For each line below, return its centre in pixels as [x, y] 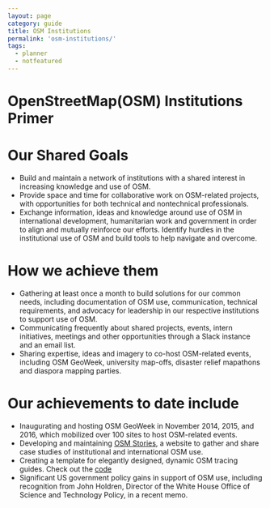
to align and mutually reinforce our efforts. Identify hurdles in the [127, 229]
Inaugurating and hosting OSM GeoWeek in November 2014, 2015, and [137, 425]
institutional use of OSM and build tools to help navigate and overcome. [138, 238]
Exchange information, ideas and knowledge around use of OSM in [131, 212]
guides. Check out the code [65, 469]
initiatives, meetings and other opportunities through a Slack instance [135, 336]
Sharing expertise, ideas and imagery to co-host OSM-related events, [135, 353]
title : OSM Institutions [49, 31]
